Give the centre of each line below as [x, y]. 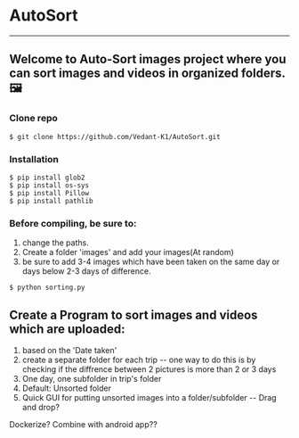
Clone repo [33, 119]
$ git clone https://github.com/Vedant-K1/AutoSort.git [115, 136]
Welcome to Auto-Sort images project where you [148, 59]
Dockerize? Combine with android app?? [83, 425]
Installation [34, 159]
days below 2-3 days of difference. [86, 271]
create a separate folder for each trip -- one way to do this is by [139, 360]
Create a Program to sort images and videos [133, 314]
